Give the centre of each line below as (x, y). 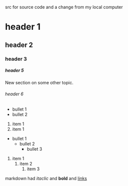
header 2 (19, 45)
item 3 (33, 169)
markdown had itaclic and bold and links (46, 178)
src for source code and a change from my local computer (64, 7)
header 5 (14, 70)
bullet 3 (35, 149)
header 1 (23, 27)
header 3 (16, 59)
